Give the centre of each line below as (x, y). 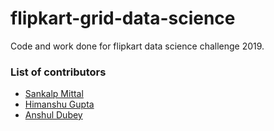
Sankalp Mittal (54, 94)
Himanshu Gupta (59, 104)
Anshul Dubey (53, 115)
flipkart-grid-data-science (123, 18)
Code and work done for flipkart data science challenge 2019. (137, 46)
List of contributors (58, 72)
